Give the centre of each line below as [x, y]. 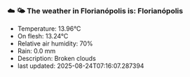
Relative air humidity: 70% [55, 43]
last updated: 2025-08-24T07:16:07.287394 [81, 66]
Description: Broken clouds [56, 59]
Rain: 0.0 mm [36, 51]
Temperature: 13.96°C [49, 29]
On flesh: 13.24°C [43, 36]
